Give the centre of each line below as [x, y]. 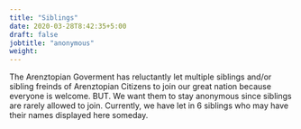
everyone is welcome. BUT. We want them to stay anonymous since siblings [150, 97]
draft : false [34, 34]
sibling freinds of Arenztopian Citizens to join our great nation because [141, 87]
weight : [24, 51]
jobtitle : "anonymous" [52, 43]
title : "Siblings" [44, 18]
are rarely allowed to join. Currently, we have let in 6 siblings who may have [149, 106]
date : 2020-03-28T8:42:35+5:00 [68, 26]
